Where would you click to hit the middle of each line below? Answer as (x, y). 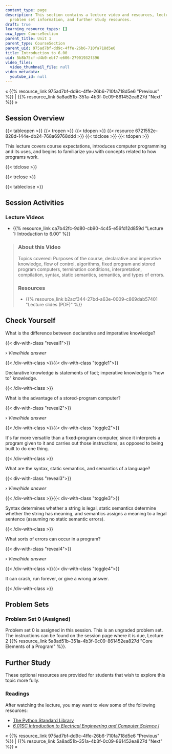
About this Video (39, 247)
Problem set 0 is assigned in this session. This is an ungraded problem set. (84, 630)
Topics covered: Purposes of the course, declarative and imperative (89, 258)
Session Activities (35, 203)
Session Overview (35, 118)
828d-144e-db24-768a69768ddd (41, 136)
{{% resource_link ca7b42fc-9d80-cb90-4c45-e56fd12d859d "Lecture (88, 228)
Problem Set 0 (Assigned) (38, 619)
